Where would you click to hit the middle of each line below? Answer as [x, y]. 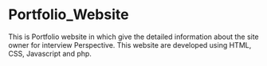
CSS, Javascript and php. [50, 53]
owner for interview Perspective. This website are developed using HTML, [130, 45]
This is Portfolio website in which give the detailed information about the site [133, 37]
